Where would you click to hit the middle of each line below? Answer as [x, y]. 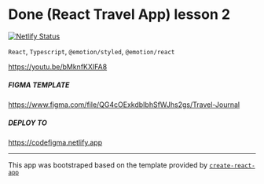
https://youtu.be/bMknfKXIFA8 [58, 66]
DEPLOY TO [27, 123]
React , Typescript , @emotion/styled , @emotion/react [92, 51]
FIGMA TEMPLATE [39, 85]
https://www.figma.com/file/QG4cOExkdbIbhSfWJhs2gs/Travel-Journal [124, 105]
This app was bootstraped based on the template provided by [108, 165]
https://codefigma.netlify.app [55, 142]
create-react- [232, 166]
